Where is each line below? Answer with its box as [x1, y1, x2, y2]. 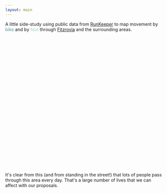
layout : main [5, 7, 33, 12]
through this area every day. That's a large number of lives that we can [5, 177, 151, 183]
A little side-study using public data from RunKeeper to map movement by [5, 21, 158, 27]
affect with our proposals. [5, 182, 59, 188]
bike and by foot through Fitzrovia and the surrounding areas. [5, 26, 132, 32]
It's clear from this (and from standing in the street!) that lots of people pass [5, 171, 162, 177]
